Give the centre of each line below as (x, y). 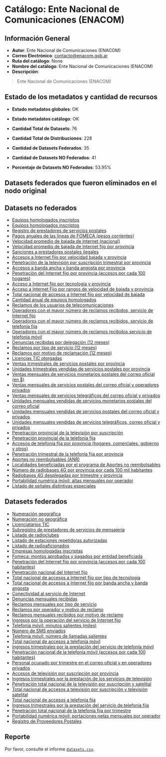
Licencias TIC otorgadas (37, 358)
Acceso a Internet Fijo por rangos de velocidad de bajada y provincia (83, 289)
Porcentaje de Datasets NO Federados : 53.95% (62, 167)
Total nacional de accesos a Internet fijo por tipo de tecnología (76, 577)
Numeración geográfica (36, 514)
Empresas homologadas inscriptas (47, 551)
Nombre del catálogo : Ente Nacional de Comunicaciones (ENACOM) (82, 66)
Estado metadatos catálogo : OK (45, 119)
